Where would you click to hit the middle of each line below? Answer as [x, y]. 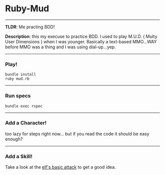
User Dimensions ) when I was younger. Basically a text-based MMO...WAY [81, 41]
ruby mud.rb [17, 79]
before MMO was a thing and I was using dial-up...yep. [61, 47]
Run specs [18, 96]
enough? [14, 139]
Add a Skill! [19, 156]
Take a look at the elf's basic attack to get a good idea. [61, 167]
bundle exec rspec [24, 106]
